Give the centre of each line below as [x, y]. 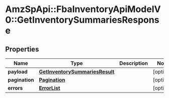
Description [134, 63]
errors [15, 88]
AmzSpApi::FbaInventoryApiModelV [83, 9]
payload [18, 72]
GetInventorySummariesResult [77, 72]
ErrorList [50, 88]
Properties [22, 49]
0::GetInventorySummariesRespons [82, 20]
